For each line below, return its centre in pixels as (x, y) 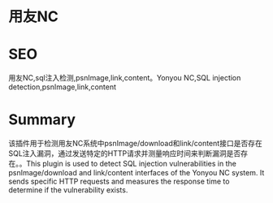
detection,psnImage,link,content (62, 87)
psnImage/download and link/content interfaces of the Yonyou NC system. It (136, 173)
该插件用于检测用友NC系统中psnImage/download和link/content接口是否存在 (135, 144)
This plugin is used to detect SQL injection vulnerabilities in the (131, 164)
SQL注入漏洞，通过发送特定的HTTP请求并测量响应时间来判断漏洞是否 (125, 153)
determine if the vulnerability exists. (68, 190)
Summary (42, 120)
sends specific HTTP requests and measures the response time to (119, 181)
